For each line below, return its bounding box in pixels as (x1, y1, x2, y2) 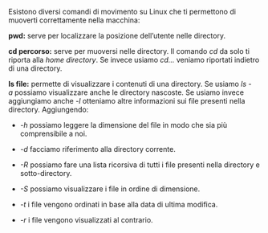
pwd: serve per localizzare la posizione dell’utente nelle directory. (8, 31, 226, 40)
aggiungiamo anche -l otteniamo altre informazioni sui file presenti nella (8, 96, 246, 105)
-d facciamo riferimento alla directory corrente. (19, 145, 177, 153)
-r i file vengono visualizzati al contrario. (19, 215, 154, 224)
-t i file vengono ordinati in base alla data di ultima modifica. (19, 200, 218, 209)
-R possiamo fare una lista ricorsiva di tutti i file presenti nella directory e (19, 160, 261, 170)
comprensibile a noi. (19, 129, 87, 138)
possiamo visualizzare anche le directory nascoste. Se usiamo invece (14, 88, 245, 97)
